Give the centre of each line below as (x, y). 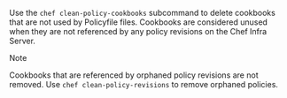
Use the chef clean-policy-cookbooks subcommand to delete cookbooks (143, 13)
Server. (22, 41)
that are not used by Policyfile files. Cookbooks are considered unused (139, 22)
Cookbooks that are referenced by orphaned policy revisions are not (134, 75)
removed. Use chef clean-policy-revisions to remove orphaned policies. (144, 84)
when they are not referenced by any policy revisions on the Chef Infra (138, 31)
